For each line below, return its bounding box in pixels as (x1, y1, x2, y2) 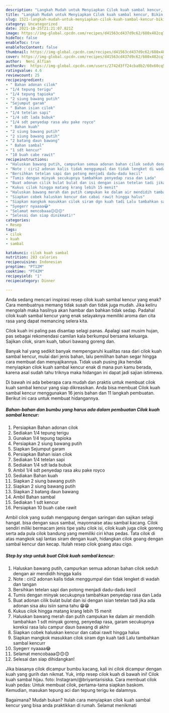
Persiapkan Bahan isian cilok (13, 451, 72, 458)
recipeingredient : (6, 77, 44, 82)
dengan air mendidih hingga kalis (13, 571, 82, 577)
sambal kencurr (13, 640, 46, 646)
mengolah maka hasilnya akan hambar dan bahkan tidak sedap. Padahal (6, 307, 155, 313)
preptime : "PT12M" (6, 264, 44, 270)
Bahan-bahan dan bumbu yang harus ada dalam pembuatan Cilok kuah (6, 407, 160, 413)
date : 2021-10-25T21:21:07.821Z (6, 26, 73, 31)
